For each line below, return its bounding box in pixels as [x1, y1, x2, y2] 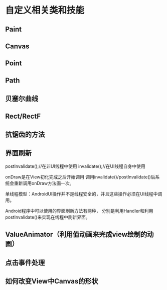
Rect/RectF [5, 112, 41, 121]
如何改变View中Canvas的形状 [5, 277, 99, 285]
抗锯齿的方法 [5, 130, 45, 139]
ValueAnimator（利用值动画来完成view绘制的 [5, 230, 147, 239]
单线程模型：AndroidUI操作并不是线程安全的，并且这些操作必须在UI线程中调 [5, 190, 162, 197]
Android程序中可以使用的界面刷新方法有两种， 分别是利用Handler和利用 [5, 208, 153, 214]
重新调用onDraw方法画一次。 [14, 180, 74, 186]
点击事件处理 [5, 258, 45, 267]
